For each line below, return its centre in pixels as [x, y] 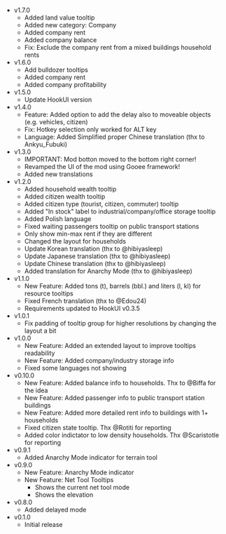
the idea [36, 390]
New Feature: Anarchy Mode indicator [79, 472]
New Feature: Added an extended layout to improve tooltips [110, 346]
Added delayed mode [55, 509]
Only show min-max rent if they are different [88, 234]
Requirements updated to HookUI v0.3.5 [82, 308]
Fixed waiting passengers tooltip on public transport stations [112, 226]
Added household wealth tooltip [70, 189]
